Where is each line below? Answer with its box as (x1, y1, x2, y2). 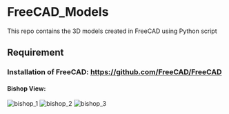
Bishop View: (7, 84, 46, 93)
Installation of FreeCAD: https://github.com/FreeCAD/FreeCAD (7, 67, 222, 77)
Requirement (7, 47, 64, 58)
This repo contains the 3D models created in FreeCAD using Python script (7, 27, 217, 35)
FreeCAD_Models (7, 4, 109, 20)
